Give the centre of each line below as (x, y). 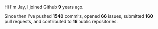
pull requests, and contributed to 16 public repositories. (61, 22)
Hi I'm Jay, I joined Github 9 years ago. (44, 7)
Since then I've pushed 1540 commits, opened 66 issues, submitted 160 (79, 16)
